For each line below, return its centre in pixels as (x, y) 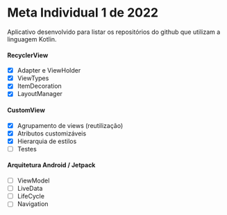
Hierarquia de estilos (47, 141)
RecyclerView (28, 55)
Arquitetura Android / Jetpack (51, 165)
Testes (27, 149)
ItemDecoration (40, 86)
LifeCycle (31, 196)
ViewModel (33, 180)
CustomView (26, 110)
